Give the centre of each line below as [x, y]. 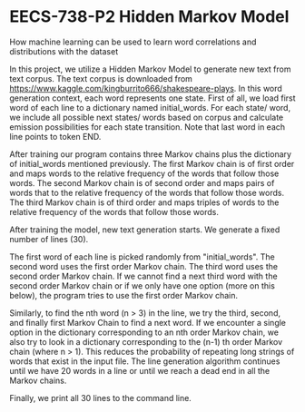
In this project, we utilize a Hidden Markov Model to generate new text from [150, 69]
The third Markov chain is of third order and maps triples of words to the [144, 202]
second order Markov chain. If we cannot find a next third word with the [144, 276]
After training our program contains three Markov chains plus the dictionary [151, 154]
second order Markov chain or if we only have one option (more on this [142, 285]
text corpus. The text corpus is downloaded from [101, 78]
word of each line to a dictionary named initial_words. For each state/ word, [150, 107]
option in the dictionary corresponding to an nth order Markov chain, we [144, 332]
